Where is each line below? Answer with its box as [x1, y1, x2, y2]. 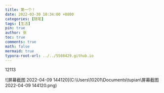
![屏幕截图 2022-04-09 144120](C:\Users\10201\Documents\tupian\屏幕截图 [5, 77, 159, 83]
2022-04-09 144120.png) [5, 83, 57, 89]
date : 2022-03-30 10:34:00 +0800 [5, 12, 74, 17]
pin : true [5, 26, 26, 31]
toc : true [5, 35, 26, 40]
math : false [5, 44, 30, 49]
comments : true [5, 40, 37, 45]
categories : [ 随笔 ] [5, 16, 44, 21]
